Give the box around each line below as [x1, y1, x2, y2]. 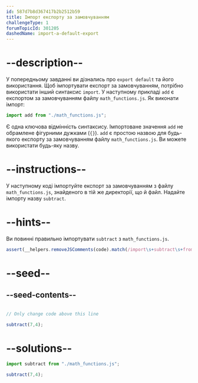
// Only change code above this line [6, 311, 99, 317]
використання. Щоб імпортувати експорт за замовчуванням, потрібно [6, 82, 184, 89]
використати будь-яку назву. [6, 141, 80, 149]
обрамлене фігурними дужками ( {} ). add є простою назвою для [6, 129, 167, 136]
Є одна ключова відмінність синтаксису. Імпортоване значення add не [6, 123, 184, 130]
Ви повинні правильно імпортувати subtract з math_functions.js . [6, 235, 169, 242]
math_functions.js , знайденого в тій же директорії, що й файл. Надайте [6, 188, 186, 195]
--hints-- [6, 215, 51, 229]
